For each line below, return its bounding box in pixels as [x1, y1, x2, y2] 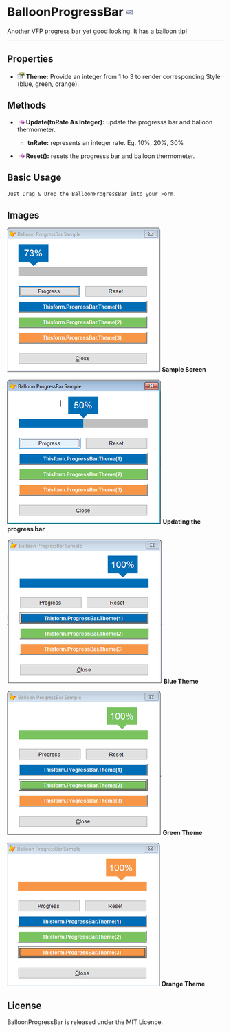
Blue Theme [163, 678, 199, 686]
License [7, 999, 42, 1011]
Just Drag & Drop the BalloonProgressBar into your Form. [7, 190, 177, 198]
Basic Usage [7, 171, 62, 183]
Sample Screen [161, 366, 206, 374]
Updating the [162, 518, 201, 526]
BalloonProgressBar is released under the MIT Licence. [7, 1018, 164, 1026]
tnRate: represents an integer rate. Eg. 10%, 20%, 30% [27, 138, 184, 146]
